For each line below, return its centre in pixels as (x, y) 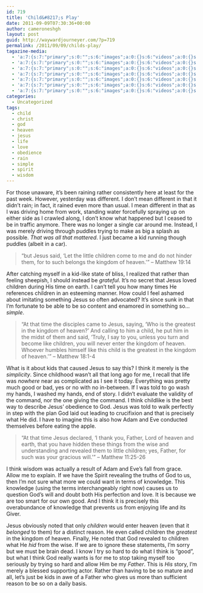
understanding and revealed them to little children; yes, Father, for (104, 451)
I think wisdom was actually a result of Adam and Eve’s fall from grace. (95, 469)
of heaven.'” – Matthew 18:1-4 (58, 356)
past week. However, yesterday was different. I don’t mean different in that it (101, 199)
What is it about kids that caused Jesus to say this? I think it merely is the (98, 368)
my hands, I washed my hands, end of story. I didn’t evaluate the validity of (100, 394)
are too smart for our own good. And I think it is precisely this (83, 501)
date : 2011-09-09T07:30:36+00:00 (48, 23)
